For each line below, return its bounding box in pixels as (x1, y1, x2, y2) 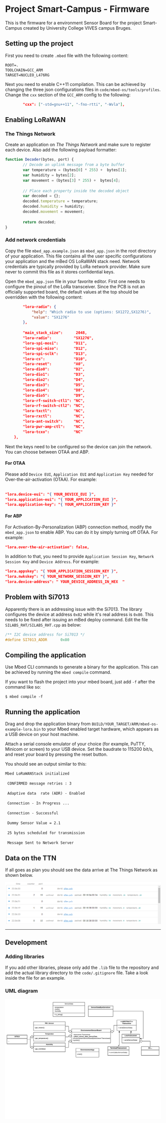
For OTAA (5, 460, 26, 466)
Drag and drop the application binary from (5, 721, 91, 727)
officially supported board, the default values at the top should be (5, 289, 139, 295)
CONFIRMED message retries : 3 (7, 781, 72, 786)
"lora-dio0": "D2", (23, 367, 85, 372)
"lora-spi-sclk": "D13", (23, 351, 87, 356)
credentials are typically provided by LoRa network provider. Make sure (5, 263, 151, 269)
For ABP (5, 513, 22, 518)
